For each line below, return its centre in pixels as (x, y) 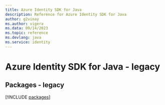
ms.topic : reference (27, 33)
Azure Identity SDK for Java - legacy (83, 66)
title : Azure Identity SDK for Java (43, 10)
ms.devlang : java (23, 38)
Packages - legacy (35, 85)
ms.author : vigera (24, 24)
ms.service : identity (28, 42)
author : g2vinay (22, 19)
